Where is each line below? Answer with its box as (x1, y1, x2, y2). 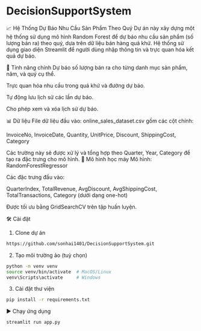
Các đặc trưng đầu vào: (6, 173, 65, 181)
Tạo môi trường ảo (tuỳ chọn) (14, 251, 88, 259)
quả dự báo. (6, 52, 36, 59)
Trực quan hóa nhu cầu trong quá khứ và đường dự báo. (6, 82, 146, 89)
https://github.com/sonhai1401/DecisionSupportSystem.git (6, 240, 155, 247)
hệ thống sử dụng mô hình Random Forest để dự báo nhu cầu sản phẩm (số (6, 33, 194, 40)
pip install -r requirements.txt (6, 297, 90, 303)
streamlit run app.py (6, 320, 61, 326)
